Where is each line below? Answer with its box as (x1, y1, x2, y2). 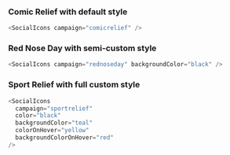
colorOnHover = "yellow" (15, 127, 89, 135)
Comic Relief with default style (8, 6, 128, 17)
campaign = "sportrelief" (15, 105, 93, 113)
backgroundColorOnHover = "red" (15, 134, 114, 142)
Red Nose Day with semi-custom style (8, 42, 157, 54)
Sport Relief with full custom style (8, 79, 141, 90)
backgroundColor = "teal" (15, 119, 93, 127)
